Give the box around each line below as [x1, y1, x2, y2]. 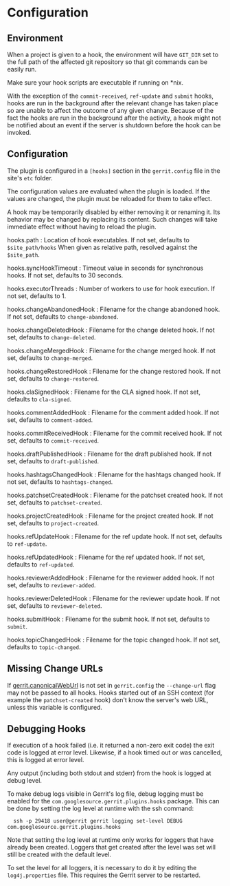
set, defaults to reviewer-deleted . [7, 601, 102, 610]
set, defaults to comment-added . [7, 415, 93, 424]
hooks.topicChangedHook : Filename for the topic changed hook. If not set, [7, 635, 221, 644]
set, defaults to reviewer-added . [7, 580, 96, 589]
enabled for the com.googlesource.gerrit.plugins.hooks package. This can [7, 797, 220, 805]
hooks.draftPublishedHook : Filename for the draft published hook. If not [7, 450, 212, 458]
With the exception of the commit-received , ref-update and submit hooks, [7, 92, 214, 100]
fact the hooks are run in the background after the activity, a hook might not [7, 114, 221, 122]
